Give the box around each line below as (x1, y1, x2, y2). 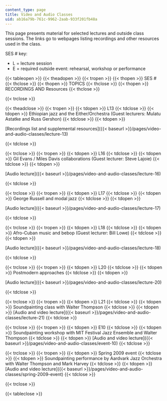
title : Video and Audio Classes (5, 12, 73, 17)
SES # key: (5, 51, 28, 57)
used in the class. (5, 41, 42, 47)
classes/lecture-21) (5, 315, 45, 321)
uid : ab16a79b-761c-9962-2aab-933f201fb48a (5, 17, 98, 22)
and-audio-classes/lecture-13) (5, 131, 69, 137)
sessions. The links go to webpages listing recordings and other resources (5, 36, 159, 42)
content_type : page (5, 7, 46, 13)
